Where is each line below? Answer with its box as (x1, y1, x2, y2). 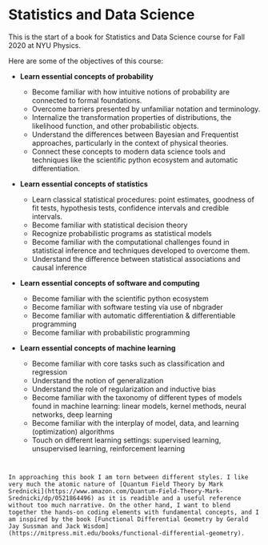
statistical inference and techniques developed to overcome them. (31, 246, 250, 255)
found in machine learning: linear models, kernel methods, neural (31, 401, 246, 411)
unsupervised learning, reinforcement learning (31, 443, 186, 453)
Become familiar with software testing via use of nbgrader (31, 302, 224, 311)
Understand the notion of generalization (31, 375, 164, 385)
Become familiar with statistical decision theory (31, 220, 188, 230)
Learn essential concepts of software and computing (19, 278, 200, 287)
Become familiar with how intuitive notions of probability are (31, 86, 230, 97)
